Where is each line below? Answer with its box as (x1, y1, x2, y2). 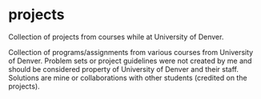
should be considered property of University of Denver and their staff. (8, 64, 239, 73)
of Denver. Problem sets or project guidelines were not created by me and (8, 56, 252, 65)
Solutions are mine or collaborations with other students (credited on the (8, 73, 247, 82)
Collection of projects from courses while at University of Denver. (8, 32, 224, 42)
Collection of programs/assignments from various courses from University (8, 47, 254, 57)
